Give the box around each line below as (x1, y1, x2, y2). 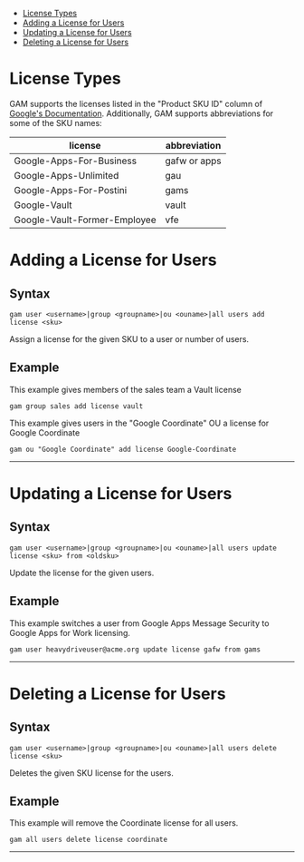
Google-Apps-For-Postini (14, 183, 128, 196)
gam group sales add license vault (9, 401, 144, 411)
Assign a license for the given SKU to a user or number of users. (9, 333, 250, 344)
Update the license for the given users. (9, 567, 155, 578)
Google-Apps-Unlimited (14, 169, 119, 181)
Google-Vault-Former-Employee (14, 213, 157, 226)
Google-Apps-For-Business (14, 154, 138, 167)
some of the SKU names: (9, 117, 102, 128)
